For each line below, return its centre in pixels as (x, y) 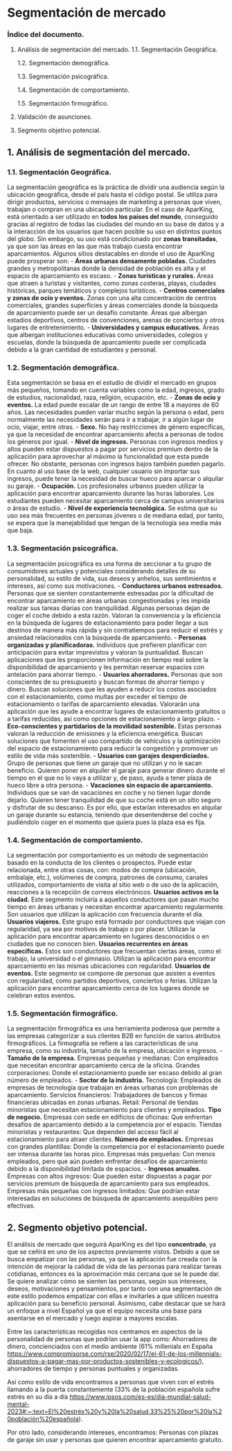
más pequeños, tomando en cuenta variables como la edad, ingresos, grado (116, 390)
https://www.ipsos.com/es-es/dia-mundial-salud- (140, 1397)
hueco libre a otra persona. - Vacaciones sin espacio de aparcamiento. (110, 785)
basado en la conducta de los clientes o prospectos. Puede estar (100, 862)
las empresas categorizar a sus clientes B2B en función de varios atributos (114, 1036)
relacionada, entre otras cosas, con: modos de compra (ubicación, (102, 870)
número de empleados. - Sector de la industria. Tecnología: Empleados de (114, 1080)
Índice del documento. (46, 35)
